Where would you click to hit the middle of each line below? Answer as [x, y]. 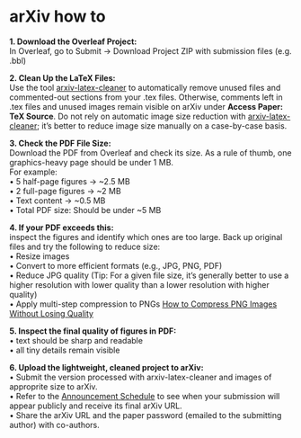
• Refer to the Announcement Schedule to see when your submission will [145, 396]
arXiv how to [58, 17]
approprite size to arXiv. [53, 386]
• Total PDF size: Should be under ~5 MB [85, 210]
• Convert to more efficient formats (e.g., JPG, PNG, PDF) [116, 265]
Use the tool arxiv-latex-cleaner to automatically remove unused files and [145, 87]
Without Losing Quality [52, 313]
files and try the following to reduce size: [85, 246]
